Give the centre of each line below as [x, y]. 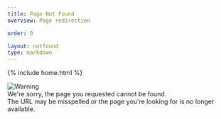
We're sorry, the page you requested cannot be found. [87, 94]
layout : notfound [33, 46]
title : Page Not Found [41, 14]
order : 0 [20, 33]
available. [21, 109]
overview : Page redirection [49, 21]
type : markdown [30, 53]
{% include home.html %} [45, 73]
